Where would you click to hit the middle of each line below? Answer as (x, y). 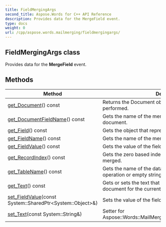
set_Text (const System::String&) (45, 214)
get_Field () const (27, 130)
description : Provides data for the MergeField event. (63, 19)
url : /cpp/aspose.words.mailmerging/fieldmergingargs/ (63, 32)
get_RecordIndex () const (36, 157)
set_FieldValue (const (32, 196)
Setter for (114, 211)
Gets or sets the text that (131, 183)
